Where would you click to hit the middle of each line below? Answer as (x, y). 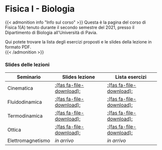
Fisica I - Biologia (40, 9)
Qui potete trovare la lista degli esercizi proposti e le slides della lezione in (78, 41)
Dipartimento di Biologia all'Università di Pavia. (51, 32)
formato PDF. (18, 47)
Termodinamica (25, 116)
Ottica (14, 130)
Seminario (29, 77)
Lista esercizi (131, 77)
